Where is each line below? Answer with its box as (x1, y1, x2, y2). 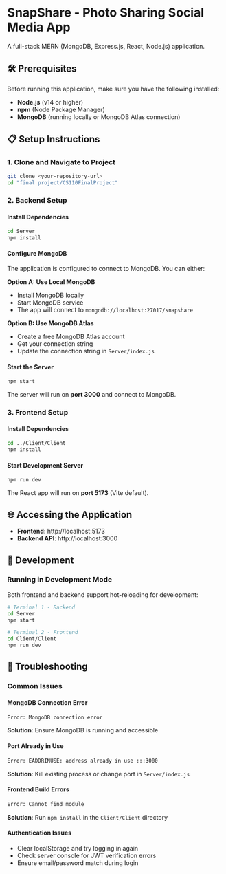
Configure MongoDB (7, 249, 67, 257)
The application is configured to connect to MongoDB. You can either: (7, 265, 205, 273)
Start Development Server (7, 461, 84, 469)
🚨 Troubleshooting (7, 661, 88, 673)
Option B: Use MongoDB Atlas (7, 319, 94, 327)
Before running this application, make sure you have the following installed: (7, 85, 220, 93)
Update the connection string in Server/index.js (16, 347, 155, 356)
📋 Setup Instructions (7, 133, 100, 145)
